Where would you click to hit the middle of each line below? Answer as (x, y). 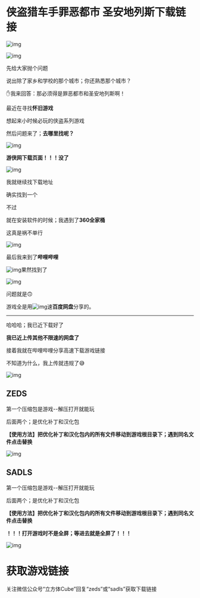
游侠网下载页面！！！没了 (37, 157)
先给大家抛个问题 (27, 68)
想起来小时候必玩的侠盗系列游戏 (45, 121)
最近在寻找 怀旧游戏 (30, 108)
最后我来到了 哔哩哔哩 (32, 257)
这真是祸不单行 (24, 232)
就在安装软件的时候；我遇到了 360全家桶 (56, 220)
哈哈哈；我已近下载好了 (35, 325)
